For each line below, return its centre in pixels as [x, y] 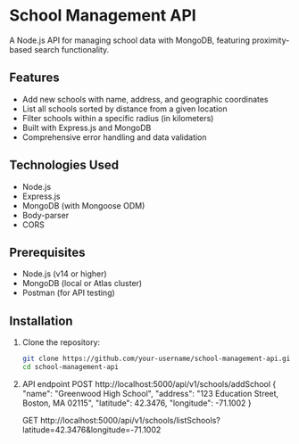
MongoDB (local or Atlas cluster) [82, 284]
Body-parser [46, 215]
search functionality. [72, 49]
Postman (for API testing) [69, 293]
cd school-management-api [70, 367]
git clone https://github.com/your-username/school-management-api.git [158, 359]
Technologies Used [64, 165]
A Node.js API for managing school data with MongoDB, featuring [130, 40]
